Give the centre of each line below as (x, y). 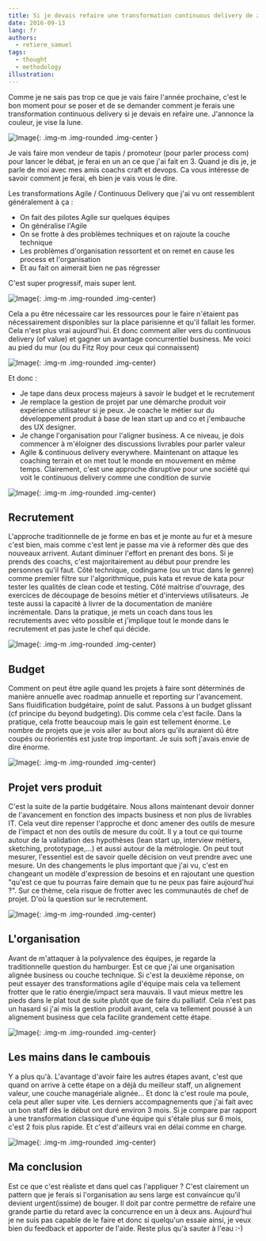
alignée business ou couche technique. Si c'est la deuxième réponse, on (126, 975)
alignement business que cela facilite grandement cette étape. (110, 1017)
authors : (23, 38)
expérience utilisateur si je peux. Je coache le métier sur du (117, 410)
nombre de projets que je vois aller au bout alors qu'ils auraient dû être (123, 731)
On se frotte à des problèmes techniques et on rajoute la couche (125, 233)
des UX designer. (48, 427)
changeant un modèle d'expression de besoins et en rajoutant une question (131, 874)
